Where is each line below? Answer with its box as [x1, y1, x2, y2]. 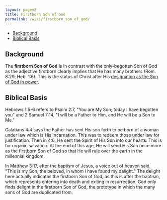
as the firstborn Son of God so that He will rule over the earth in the [5, 148, 143, 154]
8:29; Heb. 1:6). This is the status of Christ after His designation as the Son [5, 74, 158, 80]
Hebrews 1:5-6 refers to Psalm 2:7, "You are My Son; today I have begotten [5, 106, 159, 112]
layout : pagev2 [5, 7, 37, 12]
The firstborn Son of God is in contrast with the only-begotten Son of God [5, 63, 158, 69]
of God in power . [5, 79, 39, 85]
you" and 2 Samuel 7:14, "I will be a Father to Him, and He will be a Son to [5, 112, 156, 117]
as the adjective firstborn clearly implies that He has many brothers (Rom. [5, 68, 156, 75]
